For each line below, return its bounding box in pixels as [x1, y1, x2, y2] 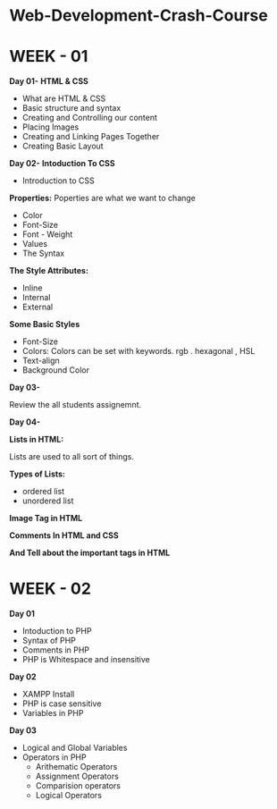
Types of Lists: [9, 468, 65, 479]
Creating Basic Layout [21, 140, 105, 152]
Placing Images [21, 122, 80, 132]
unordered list [21, 495, 74, 506]
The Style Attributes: [9, 265, 89, 276]
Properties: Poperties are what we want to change [9, 193, 197, 204]
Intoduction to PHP [21, 626, 92, 636]
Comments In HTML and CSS [9, 530, 119, 541]
